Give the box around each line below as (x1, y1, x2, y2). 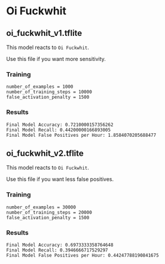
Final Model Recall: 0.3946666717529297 (6, 247, 109, 253)
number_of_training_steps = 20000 (6, 209, 93, 216)
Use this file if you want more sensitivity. (6, 56, 106, 62)
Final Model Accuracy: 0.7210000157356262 (6, 121, 114, 128)
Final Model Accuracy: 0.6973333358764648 (6, 242, 114, 248)
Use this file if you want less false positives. (6, 176, 114, 183)
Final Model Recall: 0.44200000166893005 (6, 127, 111, 133)
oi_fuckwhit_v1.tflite (6, 28, 82, 38)
